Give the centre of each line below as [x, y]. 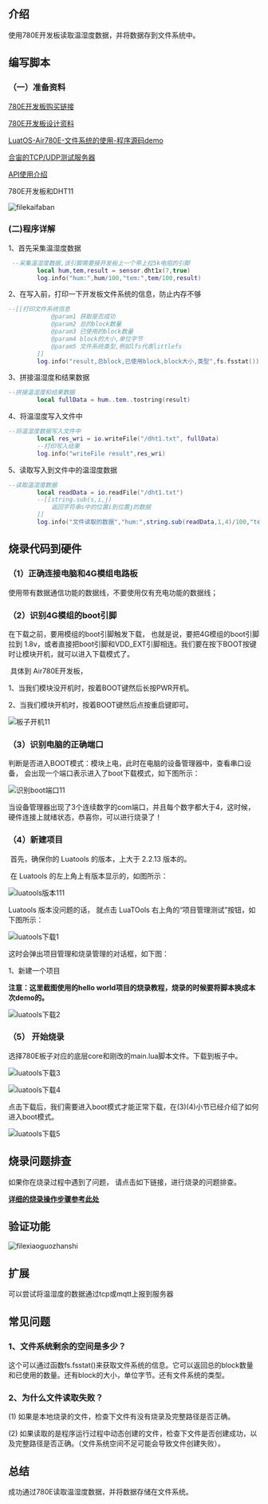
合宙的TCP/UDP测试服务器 [52, 157]
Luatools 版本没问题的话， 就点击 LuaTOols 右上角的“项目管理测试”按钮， [128, 910]
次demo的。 [29, 997]
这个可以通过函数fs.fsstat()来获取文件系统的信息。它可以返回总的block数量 [131, 1365]
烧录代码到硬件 [45, 549]
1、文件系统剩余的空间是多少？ [67, 1346]
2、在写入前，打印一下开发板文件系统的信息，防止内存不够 [105, 294]
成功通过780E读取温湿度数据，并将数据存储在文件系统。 [100, 1492]
